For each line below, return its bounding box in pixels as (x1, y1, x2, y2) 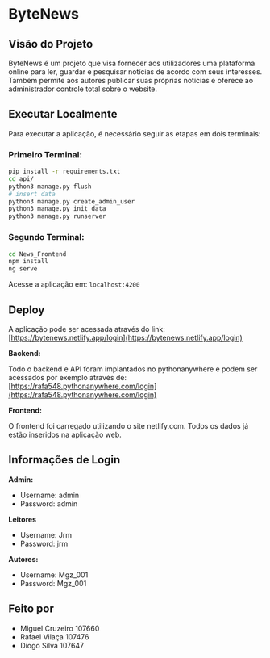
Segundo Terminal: (8, 232, 85, 243)
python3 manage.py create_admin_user (8, 197, 135, 206)
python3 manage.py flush (8, 182, 92, 191)
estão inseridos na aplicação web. (8, 430, 123, 439)
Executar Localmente (8, 107, 118, 121)
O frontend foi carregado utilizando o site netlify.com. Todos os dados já (8, 421, 249, 430)
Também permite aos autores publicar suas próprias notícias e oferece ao (8, 76, 254, 85)
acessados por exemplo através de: (8, 372, 127, 382)
